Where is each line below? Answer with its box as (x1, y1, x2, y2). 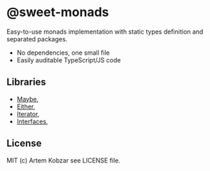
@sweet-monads (6, 4, 109, 20)
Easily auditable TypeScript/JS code (16, 55, 121, 64)
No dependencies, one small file (16, 48, 110, 57)
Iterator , (16, 109, 40, 118)
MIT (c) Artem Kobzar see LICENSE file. (6, 156, 120, 165)
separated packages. (6, 34, 68, 43)
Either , (16, 102, 36, 111)
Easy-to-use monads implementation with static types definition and (6, 27, 204, 36)
